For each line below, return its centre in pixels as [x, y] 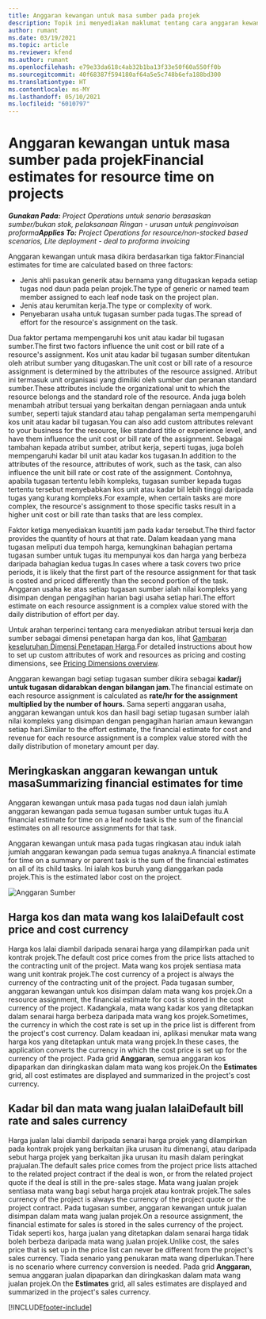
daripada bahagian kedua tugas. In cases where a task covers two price [125, 564]
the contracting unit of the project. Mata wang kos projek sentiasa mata [125, 965]
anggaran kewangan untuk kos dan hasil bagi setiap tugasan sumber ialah [129, 713]
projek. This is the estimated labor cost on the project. [95, 876]
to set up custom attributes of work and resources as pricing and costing [127, 655]
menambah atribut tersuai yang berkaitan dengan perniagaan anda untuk [127, 405]
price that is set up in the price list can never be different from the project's [131, 1249]
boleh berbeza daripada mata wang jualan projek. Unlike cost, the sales [124, 1241]
